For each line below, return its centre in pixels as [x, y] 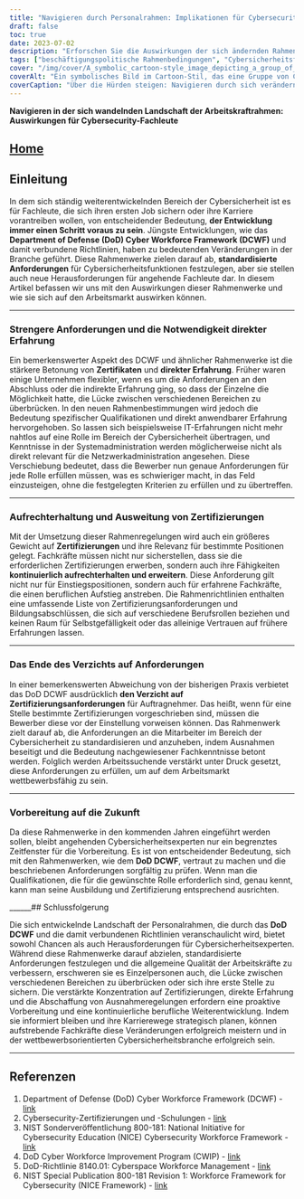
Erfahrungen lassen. [47, 633]
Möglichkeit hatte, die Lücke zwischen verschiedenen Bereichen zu [135, 399]
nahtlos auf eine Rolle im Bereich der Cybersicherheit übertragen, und [140, 437]
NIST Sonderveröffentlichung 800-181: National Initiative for [133, 1128]
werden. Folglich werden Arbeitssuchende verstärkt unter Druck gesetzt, [145, 761]
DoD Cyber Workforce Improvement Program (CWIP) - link [132, 1156]
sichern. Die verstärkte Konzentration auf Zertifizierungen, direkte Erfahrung [152, 992]
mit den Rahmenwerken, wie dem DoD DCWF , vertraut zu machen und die [148, 861]
